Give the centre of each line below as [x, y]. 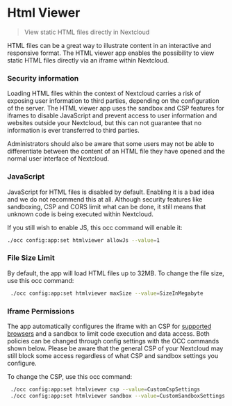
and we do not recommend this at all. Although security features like [105, 199]
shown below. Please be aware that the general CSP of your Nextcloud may [115, 348]
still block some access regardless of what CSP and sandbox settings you [113, 355]
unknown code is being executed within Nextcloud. [81, 214]
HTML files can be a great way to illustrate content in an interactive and [109, 45]
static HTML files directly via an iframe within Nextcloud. [88, 60]
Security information [43, 78]
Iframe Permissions [41, 311]
